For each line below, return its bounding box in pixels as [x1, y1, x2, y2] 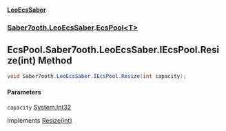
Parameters [7, 88, 41, 96]
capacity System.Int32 [7, 103, 72, 112]
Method [37, 54, 72, 66]
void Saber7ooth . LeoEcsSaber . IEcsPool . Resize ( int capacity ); [7, 73, 187, 80]
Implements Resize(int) [7, 117, 72, 125]
